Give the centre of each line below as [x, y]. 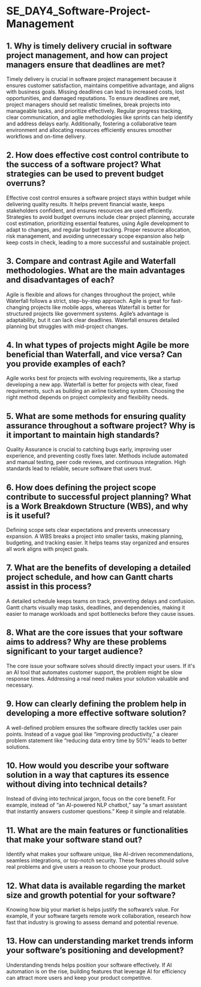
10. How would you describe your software [88, 765]
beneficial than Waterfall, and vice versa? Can [94, 355]
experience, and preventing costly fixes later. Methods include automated [97, 456]
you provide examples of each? [66, 364]
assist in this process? [49, 587]
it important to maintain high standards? [83, 435]
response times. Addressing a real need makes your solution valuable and [97, 678]
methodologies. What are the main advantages [96, 271]
